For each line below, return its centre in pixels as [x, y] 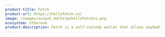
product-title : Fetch [27, 9]
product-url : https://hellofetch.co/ [44, 14]
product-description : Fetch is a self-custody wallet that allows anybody [83, 27]
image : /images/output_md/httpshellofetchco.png [56, 18]
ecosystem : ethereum [26, 23]
